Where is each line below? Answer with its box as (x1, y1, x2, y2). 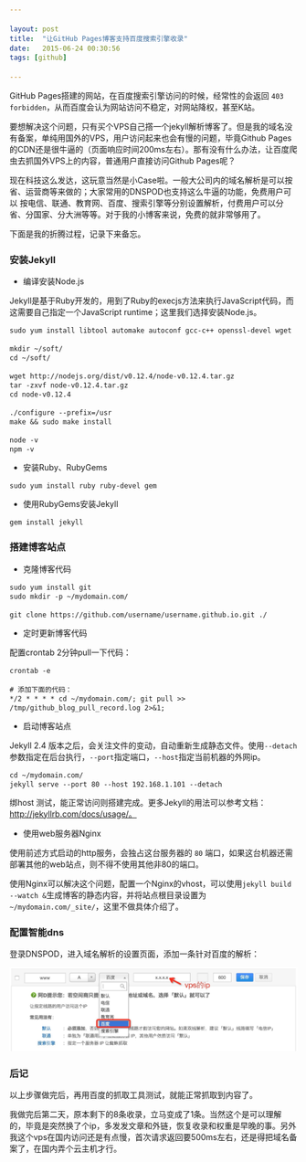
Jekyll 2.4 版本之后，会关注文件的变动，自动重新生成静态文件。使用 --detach (9, 740, 298, 751)
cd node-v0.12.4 (9, 390, 71, 399)
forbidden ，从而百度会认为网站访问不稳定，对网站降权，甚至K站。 (9, 101, 260, 112)
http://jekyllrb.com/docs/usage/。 (9, 808, 137, 819)
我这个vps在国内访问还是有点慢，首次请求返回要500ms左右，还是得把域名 (9, 1132, 290, 1142)
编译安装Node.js (22, 276, 85, 287)
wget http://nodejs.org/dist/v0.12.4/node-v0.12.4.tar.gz (9, 372, 235, 381)
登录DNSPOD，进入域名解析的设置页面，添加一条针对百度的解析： (9, 948, 260, 959)
